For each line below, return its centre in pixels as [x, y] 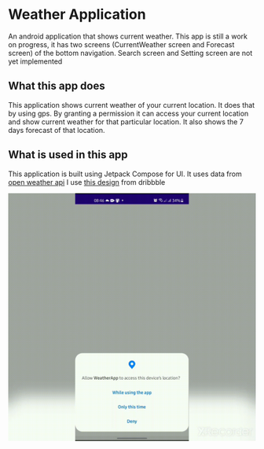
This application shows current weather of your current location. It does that [132, 105]
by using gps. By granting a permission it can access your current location [128, 113]
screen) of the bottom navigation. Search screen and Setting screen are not [130, 53]
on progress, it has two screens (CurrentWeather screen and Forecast [121, 44]
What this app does [57, 86]
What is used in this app [68, 155]
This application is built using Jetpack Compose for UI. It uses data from [125, 174]
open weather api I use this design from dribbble [87, 182]
